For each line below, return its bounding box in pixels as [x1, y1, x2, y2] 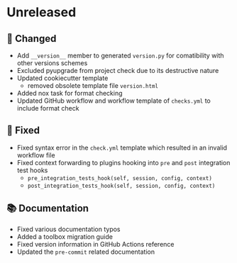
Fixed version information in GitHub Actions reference [16, 240, 175, 248]
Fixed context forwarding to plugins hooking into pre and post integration [16, 158, 231, 167]
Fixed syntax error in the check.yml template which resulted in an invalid [16, 143, 228, 152]
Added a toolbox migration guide [16, 232, 113, 241]
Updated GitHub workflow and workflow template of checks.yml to [16, 96, 211, 105]
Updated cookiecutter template [16, 74, 109, 82]
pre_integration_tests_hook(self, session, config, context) [27, 174, 212, 181]
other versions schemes [16, 59, 88, 67]
